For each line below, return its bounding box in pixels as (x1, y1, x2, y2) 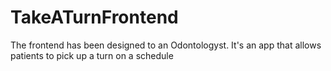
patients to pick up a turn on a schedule (10, 49, 174, 61)
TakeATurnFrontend (10, 6, 179, 29)
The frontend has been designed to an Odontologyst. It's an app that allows (10, 39, 322, 51)
